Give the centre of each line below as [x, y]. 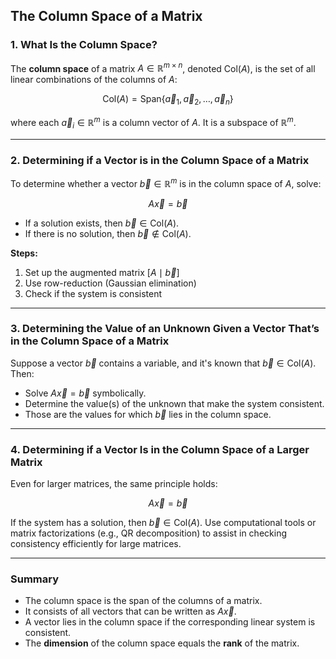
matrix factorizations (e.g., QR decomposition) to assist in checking [148, 533]
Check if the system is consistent [93, 293]
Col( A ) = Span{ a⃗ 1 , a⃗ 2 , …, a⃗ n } [168, 100]
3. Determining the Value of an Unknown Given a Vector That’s [165, 329]
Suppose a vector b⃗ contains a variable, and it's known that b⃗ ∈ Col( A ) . [163, 363]
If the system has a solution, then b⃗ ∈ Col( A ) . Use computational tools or [163, 523]
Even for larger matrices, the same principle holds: [114, 484]
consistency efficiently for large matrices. [96, 544]
